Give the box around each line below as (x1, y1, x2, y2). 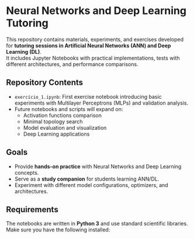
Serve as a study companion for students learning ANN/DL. (14, 175, 160, 182)
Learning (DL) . (6, 48, 42, 55)
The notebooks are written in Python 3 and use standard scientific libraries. (6, 220, 188, 227)
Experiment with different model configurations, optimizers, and (14, 181, 168, 188)
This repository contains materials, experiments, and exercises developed (6, 36, 184, 43)
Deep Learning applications (23, 130, 90, 137)
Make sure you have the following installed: (6, 226, 110, 233)
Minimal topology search (23, 118, 83, 125)
